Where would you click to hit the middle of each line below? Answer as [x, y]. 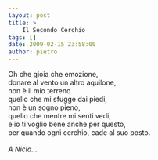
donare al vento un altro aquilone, [62, 82]
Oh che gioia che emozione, [53, 74]
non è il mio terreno [39, 91]
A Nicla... [23, 149]
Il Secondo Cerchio [54, 30]
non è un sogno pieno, [44, 107]
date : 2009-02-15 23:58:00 [52, 45]
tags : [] [22, 37]
